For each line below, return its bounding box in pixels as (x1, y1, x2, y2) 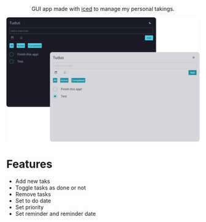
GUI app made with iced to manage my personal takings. (31, 6, 175, 12)
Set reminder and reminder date (15, 210, 96, 217)
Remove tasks (15, 190, 51, 198)
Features (6, 157, 53, 171)
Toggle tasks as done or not (15, 183, 86, 191)
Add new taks (15, 177, 50, 185)
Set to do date (15, 197, 51, 204)
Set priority (15, 203, 44, 210)
